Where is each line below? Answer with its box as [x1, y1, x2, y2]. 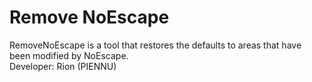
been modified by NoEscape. [9, 49, 129, 61]
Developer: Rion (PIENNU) [9, 60, 117, 72]
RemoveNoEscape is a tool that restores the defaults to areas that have [9, 39, 302, 51]
